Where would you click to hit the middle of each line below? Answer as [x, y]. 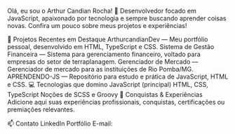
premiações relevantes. [41, 109]
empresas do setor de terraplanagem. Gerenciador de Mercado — [103, 62]
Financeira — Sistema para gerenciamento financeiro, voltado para [104, 54]
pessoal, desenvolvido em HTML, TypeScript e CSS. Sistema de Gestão [111, 47]
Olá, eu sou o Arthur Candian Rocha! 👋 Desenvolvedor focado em [102, 11]
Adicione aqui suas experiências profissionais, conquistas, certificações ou [116, 102]
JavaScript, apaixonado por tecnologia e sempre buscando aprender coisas [117, 18]
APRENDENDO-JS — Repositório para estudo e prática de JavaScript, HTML [118, 76]
